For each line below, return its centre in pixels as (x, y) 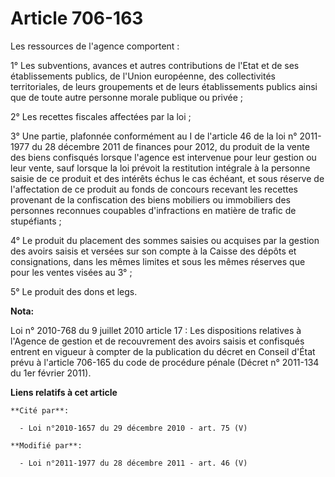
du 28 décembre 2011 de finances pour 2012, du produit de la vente (170, 146)
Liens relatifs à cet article (64, 392)
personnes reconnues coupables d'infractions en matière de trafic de (153, 210)
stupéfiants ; (36, 221)
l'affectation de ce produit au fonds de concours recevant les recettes (154, 189)
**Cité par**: (40, 410)
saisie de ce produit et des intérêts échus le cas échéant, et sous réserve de (167, 178)
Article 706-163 (77, 18)
